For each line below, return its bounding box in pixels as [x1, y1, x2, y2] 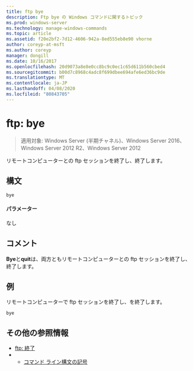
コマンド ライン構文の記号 [23, 359, 88, 366]
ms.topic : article [6, 31, 52, 37]
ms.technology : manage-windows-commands [6, 25, 108, 31]
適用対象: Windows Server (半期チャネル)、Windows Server [20, 137, 167, 144]
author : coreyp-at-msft [6, 42, 65, 48]
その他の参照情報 [6, 328, 69, 338]
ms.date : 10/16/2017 [6, 58, 57, 64]
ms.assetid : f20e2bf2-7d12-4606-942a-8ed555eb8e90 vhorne [6, 36, 152, 42]
